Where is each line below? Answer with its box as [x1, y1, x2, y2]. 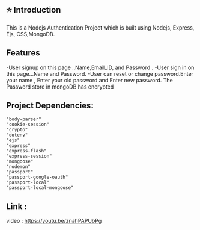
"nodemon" [6, 164, 31, 170]
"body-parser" [6, 116, 42, 122]
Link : [6, 201, 27, 211]
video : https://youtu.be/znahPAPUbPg [6, 217, 102, 225]
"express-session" [6, 153, 52, 160]
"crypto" [6, 127, 28, 133]
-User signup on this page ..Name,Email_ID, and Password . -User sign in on [6, 64, 195, 71]
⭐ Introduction [6, 5, 61, 15]
